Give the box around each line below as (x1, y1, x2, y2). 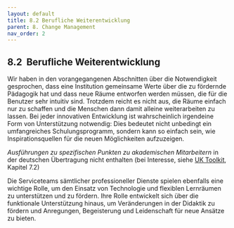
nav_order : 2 (7, 30, 46, 37)
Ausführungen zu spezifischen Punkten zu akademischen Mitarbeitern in (7, 148, 219, 157)
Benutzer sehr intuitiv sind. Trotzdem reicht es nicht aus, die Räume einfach (7, 97, 226, 106)
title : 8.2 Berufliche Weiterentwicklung (7, 17, 131, 24)
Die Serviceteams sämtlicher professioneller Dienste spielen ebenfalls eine (7, 177, 223, 185)
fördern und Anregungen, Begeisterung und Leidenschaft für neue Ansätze (7, 207, 225, 215)
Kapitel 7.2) (7, 163, 40, 172)
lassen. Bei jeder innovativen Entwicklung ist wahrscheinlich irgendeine (7, 112, 214, 120)
